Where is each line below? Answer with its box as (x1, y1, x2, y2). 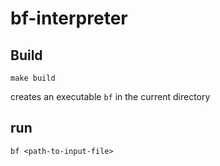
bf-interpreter (10, 7, 128, 30)
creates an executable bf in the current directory (10, 91, 211, 102)
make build (10, 73, 56, 83)
